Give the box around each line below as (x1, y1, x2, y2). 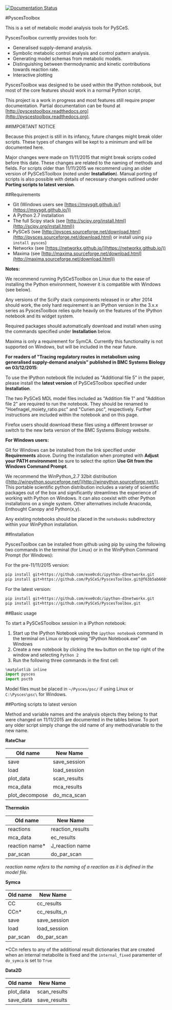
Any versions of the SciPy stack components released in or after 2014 (5, 296, 153, 303)
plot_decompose (8, 791, 48, 799)
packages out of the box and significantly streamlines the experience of (5, 490, 157, 496)
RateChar (5, 738, 26, 744)
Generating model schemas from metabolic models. (12, 55, 122, 62)
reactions (8, 826, 31, 833)
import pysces (5, 672, 36, 677)
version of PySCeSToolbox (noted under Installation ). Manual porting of (5, 171, 158, 176)
